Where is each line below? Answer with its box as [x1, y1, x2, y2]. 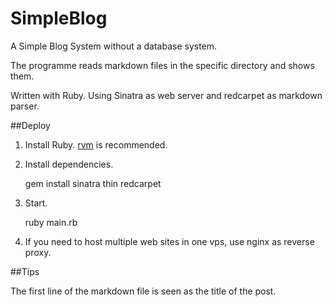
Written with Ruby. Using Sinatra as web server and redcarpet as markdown [10, 89, 323, 101]
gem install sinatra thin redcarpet [24, 177, 162, 189]
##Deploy [10, 119, 51, 131]
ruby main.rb [24, 216, 78, 228]
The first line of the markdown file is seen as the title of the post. [10, 285, 277, 297]
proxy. [24, 246, 52, 258]
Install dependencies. [24, 158, 114, 170]
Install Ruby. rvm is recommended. [24, 138, 168, 151]
